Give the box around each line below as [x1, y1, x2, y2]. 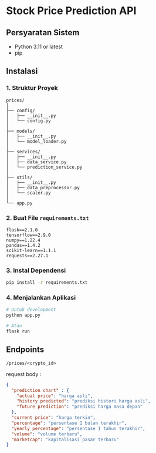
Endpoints [6, 345, 45, 355]
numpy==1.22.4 [6, 237, 41, 243]
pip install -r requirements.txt [6, 280, 88, 286]
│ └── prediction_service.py [6, 164, 83, 170]
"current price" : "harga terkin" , [11, 415, 96, 421]
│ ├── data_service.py [6, 159, 67, 165]
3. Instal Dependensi [6, 266, 66, 274]
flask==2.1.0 [6, 227, 38, 233]
